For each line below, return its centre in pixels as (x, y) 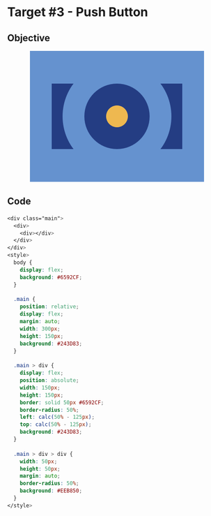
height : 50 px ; (40, 469)
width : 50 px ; (39, 462)
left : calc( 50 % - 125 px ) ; (57, 417)
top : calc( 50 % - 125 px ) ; (56, 425)
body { (23, 263)
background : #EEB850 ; (51, 491)
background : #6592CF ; (51, 277)
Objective (29, 38)
